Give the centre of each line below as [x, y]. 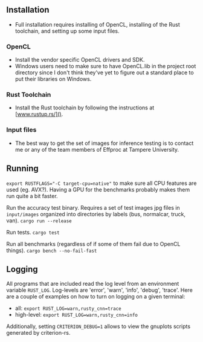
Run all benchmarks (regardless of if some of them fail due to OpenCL [93, 244]
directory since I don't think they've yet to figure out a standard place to [105, 73]
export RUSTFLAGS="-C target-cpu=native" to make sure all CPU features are [101, 183]
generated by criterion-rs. [38, 333]
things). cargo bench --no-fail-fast [52, 250]
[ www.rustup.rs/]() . [39, 114]
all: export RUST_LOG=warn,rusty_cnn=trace [68, 308]
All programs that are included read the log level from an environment [93, 284]
